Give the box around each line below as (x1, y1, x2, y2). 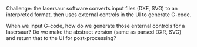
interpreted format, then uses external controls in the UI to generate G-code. (6, 11, 192, 18)
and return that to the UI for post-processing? (6, 35, 116, 41)
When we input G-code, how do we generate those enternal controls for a (6, 23, 185, 29)
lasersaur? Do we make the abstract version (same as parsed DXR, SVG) (6, 28, 182, 35)
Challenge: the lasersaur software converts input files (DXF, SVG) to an (6, 5, 178, 12)
